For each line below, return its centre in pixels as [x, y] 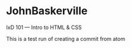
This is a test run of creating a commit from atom [66, 39]
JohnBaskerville [47, 11]
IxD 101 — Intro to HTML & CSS [44, 27]
